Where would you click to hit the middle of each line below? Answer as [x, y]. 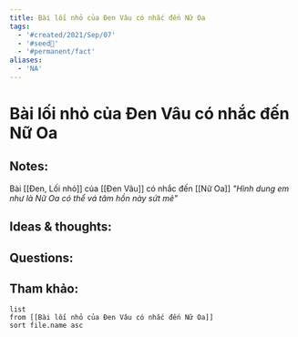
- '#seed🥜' [38, 43]
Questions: [41, 257]
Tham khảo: [44, 289]
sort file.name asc [46, 326]
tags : [20, 26]
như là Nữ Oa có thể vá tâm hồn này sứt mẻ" [94, 198]
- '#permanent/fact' [57, 52]
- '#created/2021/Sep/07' [67, 35]
